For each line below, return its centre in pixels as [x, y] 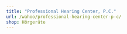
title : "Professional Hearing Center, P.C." [61, 11]
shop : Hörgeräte [26, 22]
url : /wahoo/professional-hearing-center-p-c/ [64, 17]
